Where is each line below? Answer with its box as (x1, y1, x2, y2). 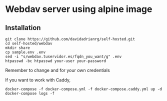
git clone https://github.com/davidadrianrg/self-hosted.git (5, 36, 135, 41)
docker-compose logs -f (5, 91, 55, 96)
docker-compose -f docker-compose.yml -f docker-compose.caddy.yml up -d (5, 86, 162, 91)
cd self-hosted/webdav (5, 41, 52, 46)
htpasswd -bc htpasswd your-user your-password (5, 58, 106, 63)
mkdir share (5, 45, 30, 50)
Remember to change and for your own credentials (5, 67, 110, 73)
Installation (5, 23, 41, 32)
